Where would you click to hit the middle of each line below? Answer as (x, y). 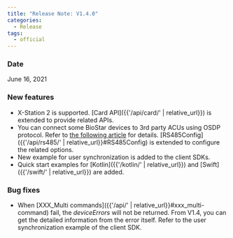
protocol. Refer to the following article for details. (88, 135)
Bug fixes (24, 190)
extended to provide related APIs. (65, 120)
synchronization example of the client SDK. (79, 228)
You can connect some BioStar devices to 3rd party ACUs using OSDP (119, 127)
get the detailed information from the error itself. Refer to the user (112, 220)
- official (29, 40)
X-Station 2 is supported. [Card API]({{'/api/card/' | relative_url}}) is (114, 112)
